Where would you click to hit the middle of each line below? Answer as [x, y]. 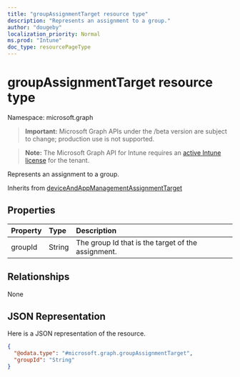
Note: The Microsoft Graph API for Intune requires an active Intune [123, 152]
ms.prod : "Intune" [35, 41]
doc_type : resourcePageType [49, 47]
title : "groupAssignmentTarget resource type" [78, 14]
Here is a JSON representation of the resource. [77, 333]
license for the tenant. [57, 160]
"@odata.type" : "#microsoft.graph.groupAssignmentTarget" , [104, 353]
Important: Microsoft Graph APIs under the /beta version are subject [126, 131]
